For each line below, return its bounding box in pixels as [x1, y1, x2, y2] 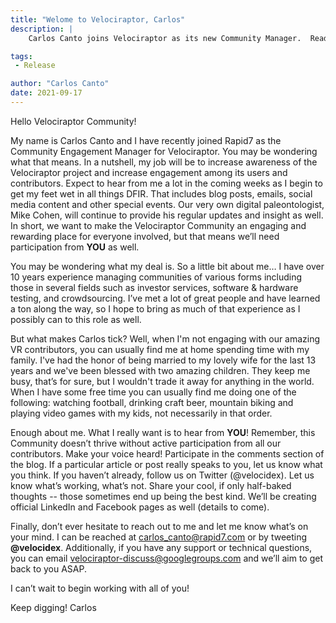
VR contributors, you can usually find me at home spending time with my [10, 343, 310, 355]
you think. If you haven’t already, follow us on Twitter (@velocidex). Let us [10, 469, 315, 481]
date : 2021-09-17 [10, 88, 83, 98]
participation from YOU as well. [10, 241, 140, 253]
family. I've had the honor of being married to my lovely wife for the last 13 [10, 354, 317, 366]
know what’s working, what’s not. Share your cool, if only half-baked [10, 479, 292, 491]
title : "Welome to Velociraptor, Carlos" [10, 14, 186, 25]
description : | [10, 24, 74, 34]
